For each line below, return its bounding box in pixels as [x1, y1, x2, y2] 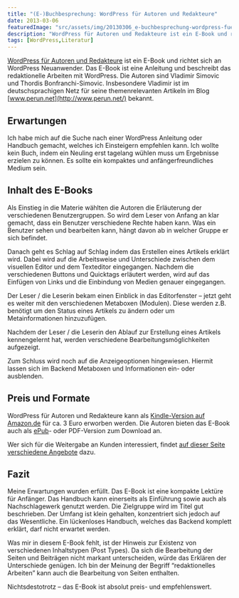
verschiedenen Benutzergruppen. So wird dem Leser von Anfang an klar [7, 210, 219, 219]
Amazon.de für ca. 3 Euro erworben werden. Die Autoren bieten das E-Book [7, 419, 230, 427]
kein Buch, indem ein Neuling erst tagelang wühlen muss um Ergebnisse [7, 149, 219, 157]
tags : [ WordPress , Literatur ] [7, 37, 94, 44]
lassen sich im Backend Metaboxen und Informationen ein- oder [7, 364, 196, 373]
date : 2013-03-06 [7, 17, 59, 24]
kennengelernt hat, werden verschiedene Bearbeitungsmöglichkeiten [7, 335, 210, 343]
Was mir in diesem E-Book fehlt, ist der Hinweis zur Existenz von [7, 538, 197, 548]
